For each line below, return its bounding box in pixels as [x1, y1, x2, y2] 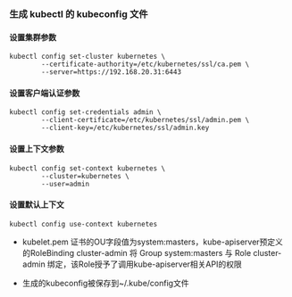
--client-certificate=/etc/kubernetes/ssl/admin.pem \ [41, 116, 250, 125]
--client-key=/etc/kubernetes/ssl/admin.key [41, 123, 210, 133]
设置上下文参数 [9, 143, 64, 153]
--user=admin [41, 179, 90, 188]
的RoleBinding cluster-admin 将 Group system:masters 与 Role [21, 247, 252, 258]
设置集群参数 [9, 31, 56, 42]
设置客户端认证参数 [9, 87, 80, 98]
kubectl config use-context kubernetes [9, 219, 158, 228]
